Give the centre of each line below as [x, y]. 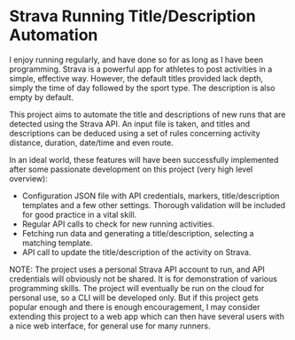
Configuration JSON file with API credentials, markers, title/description [151, 196]
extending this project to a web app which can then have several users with [147, 316]
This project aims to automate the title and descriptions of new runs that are [147, 114]
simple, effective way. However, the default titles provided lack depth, [136, 78]
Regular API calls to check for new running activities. [118, 224]
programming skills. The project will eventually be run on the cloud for [137, 288]
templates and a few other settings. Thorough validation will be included [154, 205]
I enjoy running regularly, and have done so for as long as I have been [136, 59]
